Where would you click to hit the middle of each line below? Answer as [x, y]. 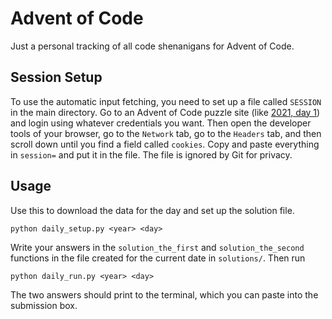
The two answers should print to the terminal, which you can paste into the [164, 294]
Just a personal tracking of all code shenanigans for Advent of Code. [152, 46]
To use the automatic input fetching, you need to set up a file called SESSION [166, 101]
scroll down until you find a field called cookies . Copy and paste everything [165, 144]
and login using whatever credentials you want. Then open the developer [161, 123]
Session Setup [56, 77]
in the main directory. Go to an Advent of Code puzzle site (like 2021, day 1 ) [165, 112]
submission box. [44, 305]
